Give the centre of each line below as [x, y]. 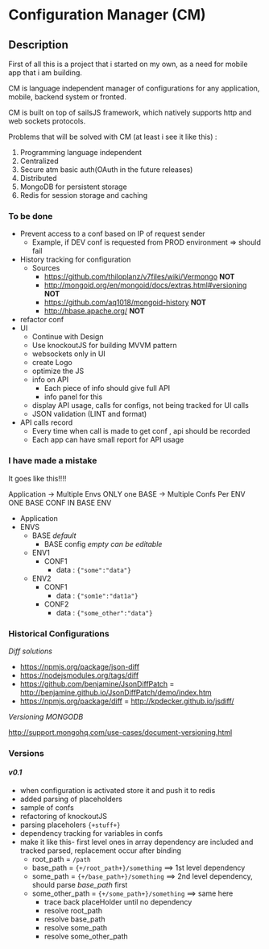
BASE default [54, 535]
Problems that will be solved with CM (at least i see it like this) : [113, 136]
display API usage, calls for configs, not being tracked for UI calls [141, 405]
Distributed [39, 178]
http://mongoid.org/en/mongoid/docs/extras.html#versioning [145, 285]
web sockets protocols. [47, 121]
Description [38, 45]
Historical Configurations [59, 633]
